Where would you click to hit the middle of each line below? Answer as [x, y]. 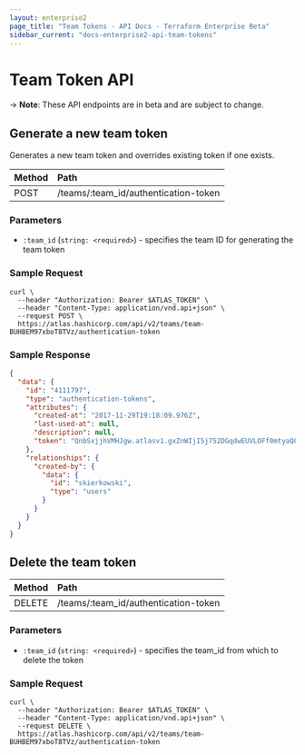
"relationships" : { [63, 458]
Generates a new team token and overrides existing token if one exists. [142, 155]
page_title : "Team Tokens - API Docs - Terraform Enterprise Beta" [140, 26]
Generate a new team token [89, 133]
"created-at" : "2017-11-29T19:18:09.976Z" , [117, 416]
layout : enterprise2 [49, 18]
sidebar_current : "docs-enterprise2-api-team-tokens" [113, 35]
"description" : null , [74, 432]
